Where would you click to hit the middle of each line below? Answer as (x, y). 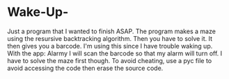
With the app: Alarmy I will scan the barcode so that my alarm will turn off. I (115, 53)
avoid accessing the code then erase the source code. (85, 68)
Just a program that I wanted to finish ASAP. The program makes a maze (111, 31)
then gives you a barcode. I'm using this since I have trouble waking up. (110, 46)
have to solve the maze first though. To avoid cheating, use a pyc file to (110, 60)
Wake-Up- (38, 12)
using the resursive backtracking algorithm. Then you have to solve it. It (110, 38)
